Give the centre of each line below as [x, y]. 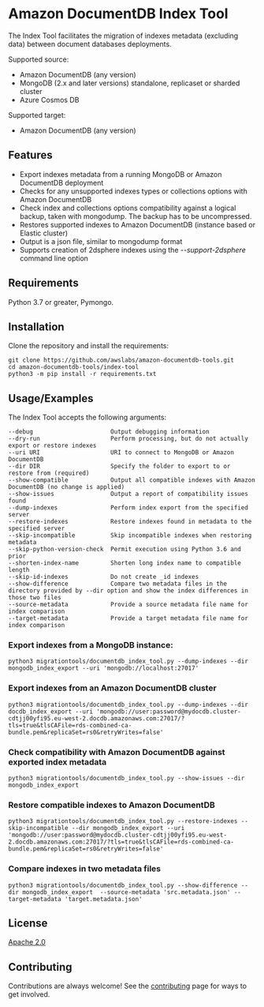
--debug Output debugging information [109, 432]
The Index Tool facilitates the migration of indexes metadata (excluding [123, 36]
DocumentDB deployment [61, 182]
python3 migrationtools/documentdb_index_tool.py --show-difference [123, 885]
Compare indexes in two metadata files [85, 869]
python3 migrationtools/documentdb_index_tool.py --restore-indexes [123, 821]
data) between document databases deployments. [90, 43]
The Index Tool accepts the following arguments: [87, 417]
